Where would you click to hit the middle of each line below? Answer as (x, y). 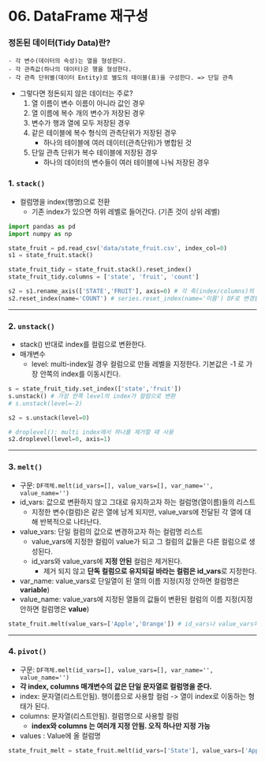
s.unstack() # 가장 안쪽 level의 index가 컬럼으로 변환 (92, 396)
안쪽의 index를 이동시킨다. (80, 374)
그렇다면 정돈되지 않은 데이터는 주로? (76, 93)
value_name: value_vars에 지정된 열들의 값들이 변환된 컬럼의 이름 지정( (130, 599)
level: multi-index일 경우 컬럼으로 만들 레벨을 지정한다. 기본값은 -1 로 (138, 364)
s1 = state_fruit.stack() (50, 256)
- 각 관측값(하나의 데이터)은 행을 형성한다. (70, 69)
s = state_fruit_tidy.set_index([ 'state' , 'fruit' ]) (95, 389)
